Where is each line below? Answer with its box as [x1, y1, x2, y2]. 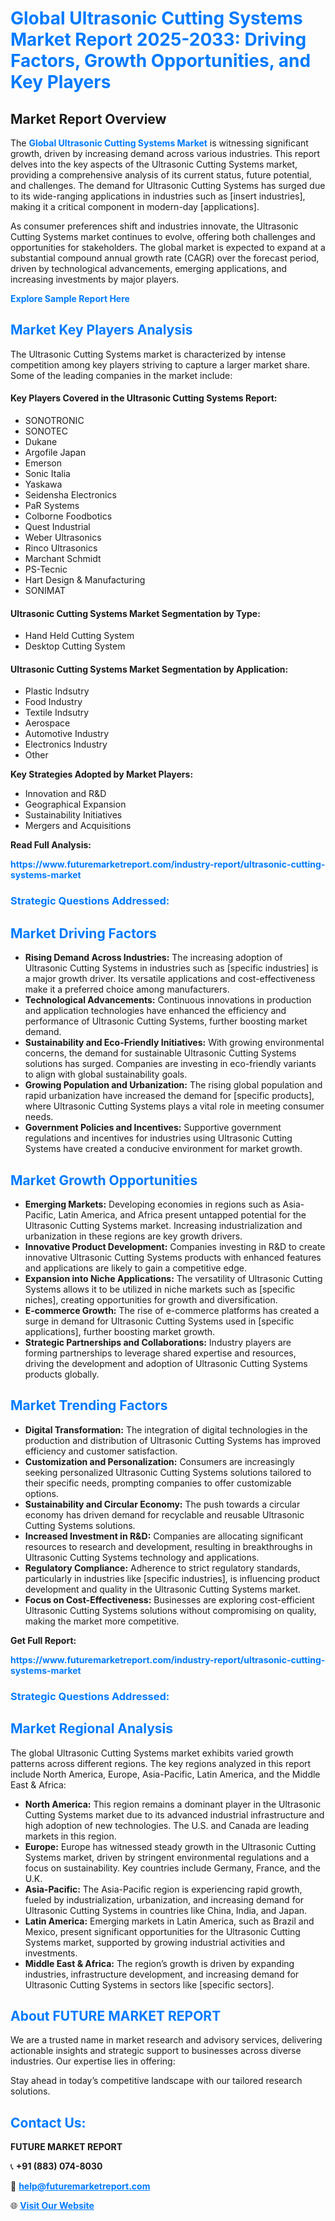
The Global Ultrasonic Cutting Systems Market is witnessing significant [10, 137, 309, 149]
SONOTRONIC [24, 415, 85, 427]
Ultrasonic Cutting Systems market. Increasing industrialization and [24, 1219, 303, 1231]
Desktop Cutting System [24, 640, 126, 652]
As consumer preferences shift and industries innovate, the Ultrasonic [10, 220, 299, 232]
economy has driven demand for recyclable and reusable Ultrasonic [24, 1508, 305, 1521]
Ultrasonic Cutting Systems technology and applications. [24, 1551, 260, 1563]
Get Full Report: [10, 1634, 77, 1646]
